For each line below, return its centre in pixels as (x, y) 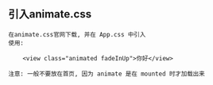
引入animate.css (50, 14)
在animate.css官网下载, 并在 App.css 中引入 (77, 34)
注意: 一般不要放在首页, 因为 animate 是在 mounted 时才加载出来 (106, 74)
